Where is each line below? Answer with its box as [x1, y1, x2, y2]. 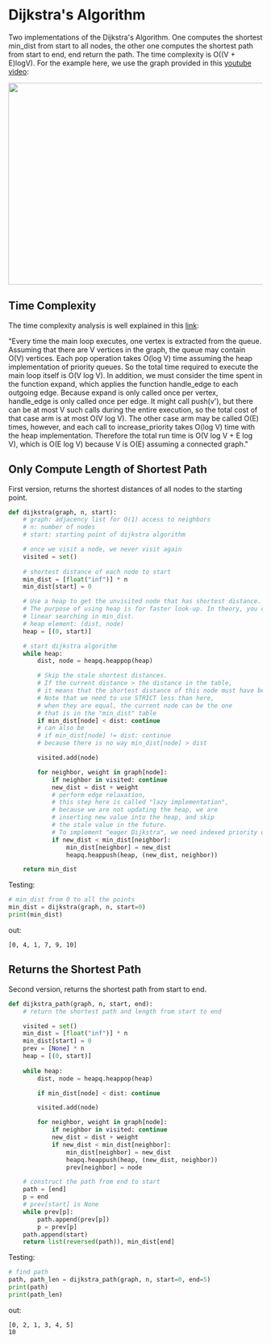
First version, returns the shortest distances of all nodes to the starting [8, 484, 243, 493]
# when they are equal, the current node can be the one [37, 701, 232, 710]
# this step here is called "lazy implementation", [51, 798, 229, 807]
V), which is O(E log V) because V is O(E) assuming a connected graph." [8, 439, 248, 449]
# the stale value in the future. [51, 821, 168, 829]
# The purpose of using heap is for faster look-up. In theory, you [23, 605, 258, 613]
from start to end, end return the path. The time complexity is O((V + [8, 49, 236, 59]
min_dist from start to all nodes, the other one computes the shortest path [8, 40, 254, 50]
